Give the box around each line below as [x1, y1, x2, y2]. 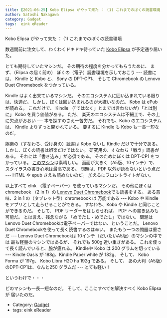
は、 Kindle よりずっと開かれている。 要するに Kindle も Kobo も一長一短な [5, 124, 160, 130]
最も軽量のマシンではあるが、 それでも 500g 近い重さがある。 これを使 [10, 239, 158, 245]
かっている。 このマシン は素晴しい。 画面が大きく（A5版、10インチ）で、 [5, 160, 158, 166]
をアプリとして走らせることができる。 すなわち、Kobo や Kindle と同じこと [5, 201, 161, 208]
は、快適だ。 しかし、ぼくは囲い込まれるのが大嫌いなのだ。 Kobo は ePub [5, 99, 158, 105]
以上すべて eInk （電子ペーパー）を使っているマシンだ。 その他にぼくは [5, 183, 152, 189]
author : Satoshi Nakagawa [5, 12, 59, 17]
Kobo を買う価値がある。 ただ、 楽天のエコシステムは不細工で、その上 [14, 111, 161, 118]
